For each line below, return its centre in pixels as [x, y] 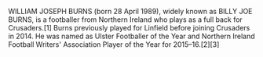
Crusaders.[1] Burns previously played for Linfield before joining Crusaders [129, 28]
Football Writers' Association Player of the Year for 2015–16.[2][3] [114, 45]
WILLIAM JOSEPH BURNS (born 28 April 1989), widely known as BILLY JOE [130, 11]
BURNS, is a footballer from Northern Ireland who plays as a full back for [126, 20]
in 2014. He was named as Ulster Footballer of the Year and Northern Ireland [131, 36]
